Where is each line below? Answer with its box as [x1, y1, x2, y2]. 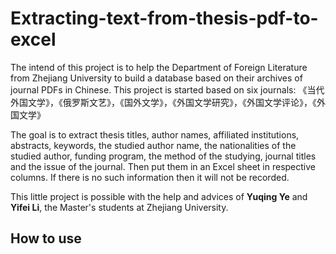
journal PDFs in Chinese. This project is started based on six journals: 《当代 [10, 83, 325, 96]
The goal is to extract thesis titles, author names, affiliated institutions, [10, 128, 300, 141]
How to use [10, 230, 82, 247]
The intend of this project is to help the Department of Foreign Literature [10, 61, 308, 73]
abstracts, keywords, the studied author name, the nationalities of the [10, 139, 297, 151]
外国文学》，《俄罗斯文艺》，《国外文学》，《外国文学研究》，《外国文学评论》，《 [10, 96, 317, 108]
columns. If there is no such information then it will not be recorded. [10, 171, 290, 183]
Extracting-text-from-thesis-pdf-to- [10, 7, 319, 30]
